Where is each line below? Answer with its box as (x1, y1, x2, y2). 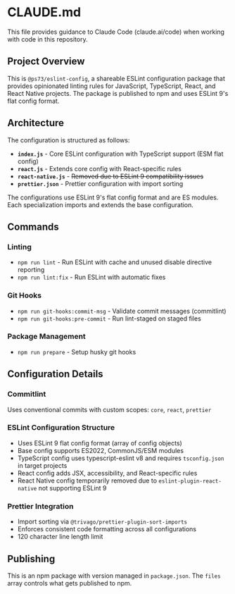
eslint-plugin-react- (158, 477, 222, 485)
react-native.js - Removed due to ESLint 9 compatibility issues (17, 172, 204, 180)
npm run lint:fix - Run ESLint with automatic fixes (17, 273, 166, 282)
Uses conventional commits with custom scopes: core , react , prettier (7, 405, 212, 414)
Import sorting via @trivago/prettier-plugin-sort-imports (17, 517, 188, 526)
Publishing (7, 552, 56, 564)
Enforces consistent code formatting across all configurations (17, 525, 197, 533)
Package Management (7, 332, 86, 342)
